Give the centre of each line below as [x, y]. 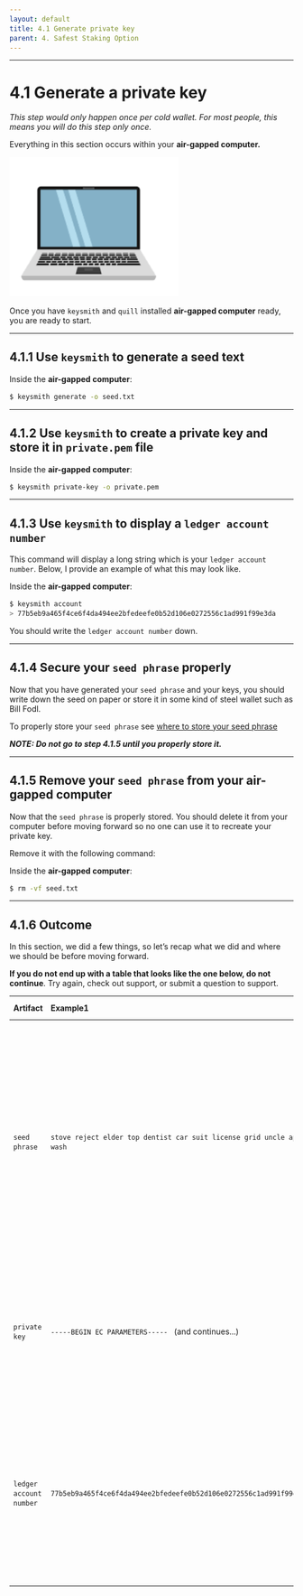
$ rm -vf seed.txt [44, 888]
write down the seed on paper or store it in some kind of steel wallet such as [151, 699]
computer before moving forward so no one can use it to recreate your [141, 826]
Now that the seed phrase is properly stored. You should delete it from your [149, 817]
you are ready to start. [50, 320]
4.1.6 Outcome [51, 924]
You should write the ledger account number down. [104, 630]
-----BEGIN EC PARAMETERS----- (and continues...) [145, 1331]
